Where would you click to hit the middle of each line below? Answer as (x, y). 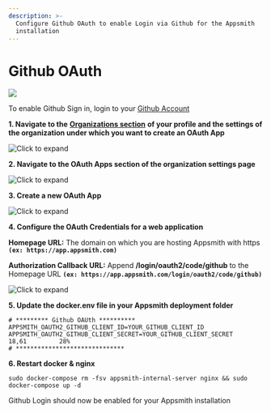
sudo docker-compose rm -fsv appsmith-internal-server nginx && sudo (128, 379)
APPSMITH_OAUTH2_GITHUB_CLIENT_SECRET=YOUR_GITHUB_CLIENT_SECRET (121, 334)
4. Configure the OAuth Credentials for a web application (106, 227)
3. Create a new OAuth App (55, 196)
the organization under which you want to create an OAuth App (116, 133)
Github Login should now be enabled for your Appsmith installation (119, 401)
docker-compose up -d (45, 385)
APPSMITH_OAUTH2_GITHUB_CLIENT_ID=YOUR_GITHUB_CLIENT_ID (106, 328)
